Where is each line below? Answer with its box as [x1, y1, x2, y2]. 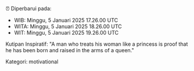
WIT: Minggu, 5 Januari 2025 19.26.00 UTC [13, 29, 119, 36]
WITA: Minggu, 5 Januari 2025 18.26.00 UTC [13, 23, 122, 30]
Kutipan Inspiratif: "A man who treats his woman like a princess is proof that [5, 40, 188, 48]
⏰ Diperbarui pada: [5, 5, 52, 12]
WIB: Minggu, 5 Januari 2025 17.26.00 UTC [13, 17, 118, 23]
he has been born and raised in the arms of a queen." [5, 47, 134, 53]
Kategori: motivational [5, 58, 59, 65]
